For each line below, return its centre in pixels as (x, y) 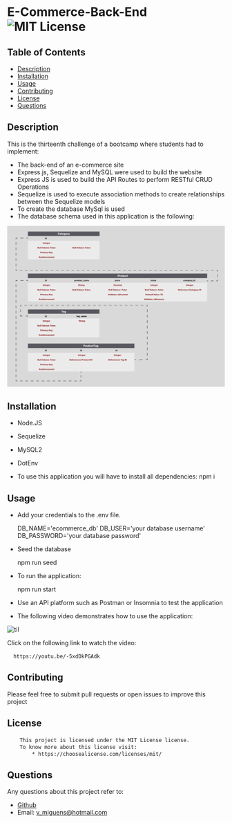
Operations (33, 187)
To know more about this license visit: (78, 747)
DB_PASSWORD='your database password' (79, 536)
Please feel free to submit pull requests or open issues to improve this (106, 694)
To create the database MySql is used (71, 209)
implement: (23, 151)
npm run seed (37, 563)
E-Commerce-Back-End (77, 12)
